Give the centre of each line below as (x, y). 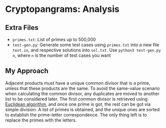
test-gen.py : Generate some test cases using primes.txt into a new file (86, 45)
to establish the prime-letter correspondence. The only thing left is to (76, 115)
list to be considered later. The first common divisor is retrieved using (77, 99)
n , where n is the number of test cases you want (62, 55)
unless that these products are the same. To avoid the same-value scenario (83, 88)
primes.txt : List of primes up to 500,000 (54, 39)
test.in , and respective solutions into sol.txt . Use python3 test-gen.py (86, 50)
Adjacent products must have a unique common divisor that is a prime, (78, 83)
